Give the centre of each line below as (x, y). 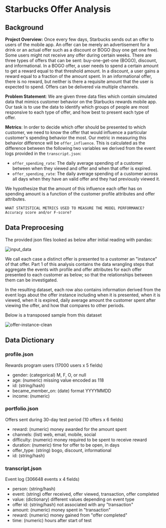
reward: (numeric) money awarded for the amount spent (69, 429)
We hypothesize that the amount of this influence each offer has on (74, 189)
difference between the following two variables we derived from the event (80, 148)
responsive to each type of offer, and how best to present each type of (77, 112)
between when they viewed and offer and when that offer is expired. (82, 168)
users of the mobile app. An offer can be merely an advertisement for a (77, 45)
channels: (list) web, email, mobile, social (54, 434)
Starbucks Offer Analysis (58, 9)
